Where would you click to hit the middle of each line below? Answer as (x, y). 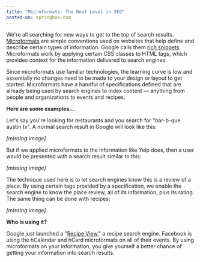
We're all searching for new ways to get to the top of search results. (90, 34)
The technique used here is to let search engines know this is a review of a (98, 179)
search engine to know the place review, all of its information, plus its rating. (100, 192)
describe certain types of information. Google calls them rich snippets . (94, 47)
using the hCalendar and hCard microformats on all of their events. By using (100, 240)
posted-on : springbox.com (38, 17)
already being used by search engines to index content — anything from (95, 91)
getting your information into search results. (61, 252)
